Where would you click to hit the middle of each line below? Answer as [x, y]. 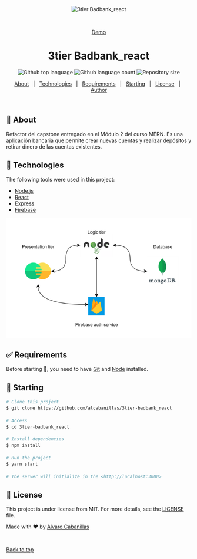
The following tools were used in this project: [61, 179]
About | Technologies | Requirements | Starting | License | [97, 83]
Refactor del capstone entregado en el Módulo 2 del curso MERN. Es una [95, 134]
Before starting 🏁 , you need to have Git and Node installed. [77, 369]
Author [99, 90]
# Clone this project [33, 402]
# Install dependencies [35, 439]
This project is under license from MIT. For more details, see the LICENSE [95, 509]
